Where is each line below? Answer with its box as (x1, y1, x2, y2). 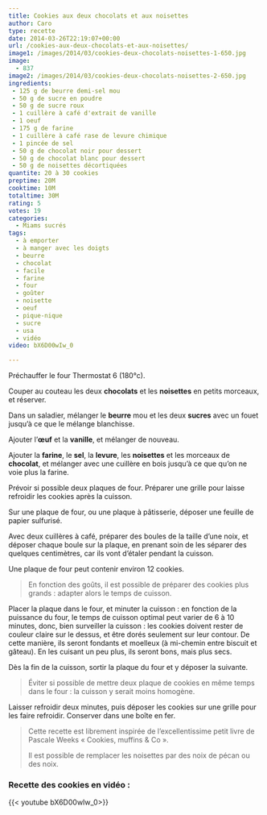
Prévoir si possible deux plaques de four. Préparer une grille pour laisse (8, 483, 245, 493)
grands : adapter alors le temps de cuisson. (27, 588, 172, 598)
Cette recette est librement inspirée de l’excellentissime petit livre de (27, 726, 255, 736)
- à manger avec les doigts (15, 244, 110, 252)
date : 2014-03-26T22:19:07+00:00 (8, 34, 121, 43)
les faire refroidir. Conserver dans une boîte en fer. (8, 711, 175, 721)
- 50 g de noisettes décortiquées (11, 162, 128, 170)
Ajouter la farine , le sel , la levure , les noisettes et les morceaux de (8, 451, 231, 460)
